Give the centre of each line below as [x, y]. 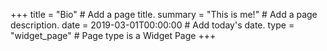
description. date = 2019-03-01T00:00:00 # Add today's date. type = [152, 25]
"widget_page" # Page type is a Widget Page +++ [113, 35]
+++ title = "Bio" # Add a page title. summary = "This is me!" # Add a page [164, 14]
